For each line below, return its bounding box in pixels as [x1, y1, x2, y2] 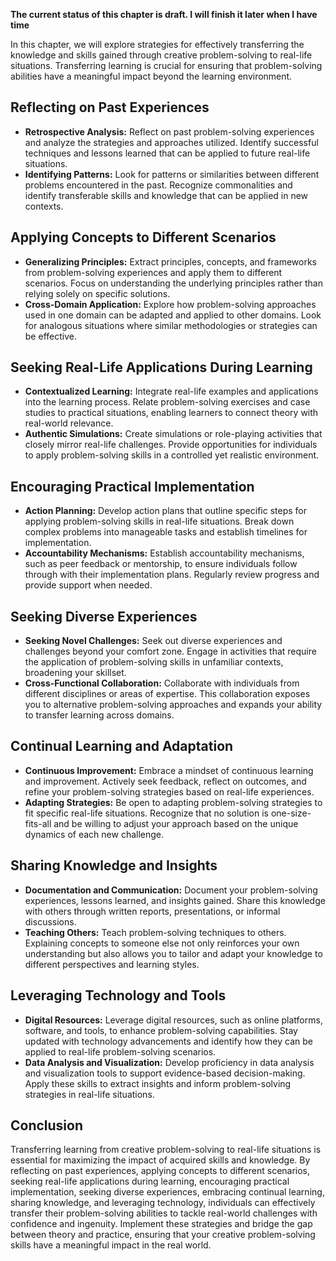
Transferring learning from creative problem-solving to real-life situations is [10, 1144, 322, 1156]
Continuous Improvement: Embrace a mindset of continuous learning [24, 764, 314, 776]
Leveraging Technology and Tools [10, 987, 227, 1004]
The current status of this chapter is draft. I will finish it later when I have [10, 9, 318, 20]
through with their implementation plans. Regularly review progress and [24, 569, 320, 581]
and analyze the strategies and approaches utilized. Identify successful [24, 136, 319, 148]
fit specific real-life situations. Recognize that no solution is [24, 807, 269, 819]
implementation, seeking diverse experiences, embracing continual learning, [10, 1186, 325, 1198]
